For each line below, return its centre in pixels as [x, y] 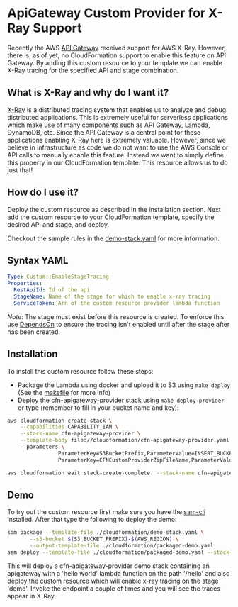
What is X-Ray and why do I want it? [88, 93]
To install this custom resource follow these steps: [80, 371]
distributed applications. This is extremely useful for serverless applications [118, 117]
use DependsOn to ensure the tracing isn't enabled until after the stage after [119, 324]
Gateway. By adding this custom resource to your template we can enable [115, 62]
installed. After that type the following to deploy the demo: [92, 520]
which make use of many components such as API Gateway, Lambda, [109, 125]
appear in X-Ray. [32, 596]
